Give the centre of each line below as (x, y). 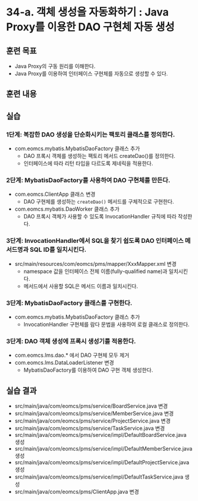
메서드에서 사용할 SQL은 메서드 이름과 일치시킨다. (81, 286)
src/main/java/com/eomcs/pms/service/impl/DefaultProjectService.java (102, 462)
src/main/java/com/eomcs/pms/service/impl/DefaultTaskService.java (99, 477)
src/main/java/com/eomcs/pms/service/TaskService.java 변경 (90, 429)
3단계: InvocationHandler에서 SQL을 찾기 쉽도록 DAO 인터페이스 (95, 241)
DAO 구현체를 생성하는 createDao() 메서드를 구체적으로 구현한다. (99, 202)
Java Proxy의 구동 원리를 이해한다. (55, 66)
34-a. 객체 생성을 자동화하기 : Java (87, 12)
